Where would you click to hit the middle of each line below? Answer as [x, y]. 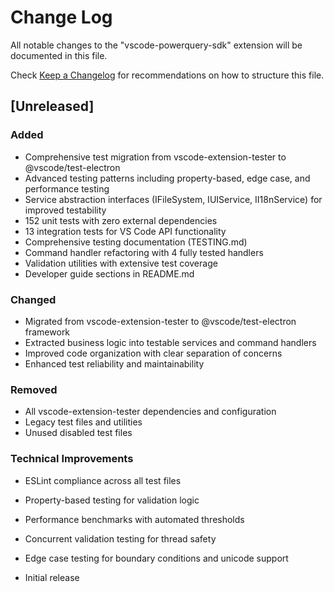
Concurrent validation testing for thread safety [120, 538]
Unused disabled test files [78, 433]
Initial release [52, 577]
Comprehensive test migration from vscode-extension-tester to [155, 157]
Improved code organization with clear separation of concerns [153, 353]
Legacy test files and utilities [83, 422]
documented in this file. [59, 55]
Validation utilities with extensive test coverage [121, 263]
